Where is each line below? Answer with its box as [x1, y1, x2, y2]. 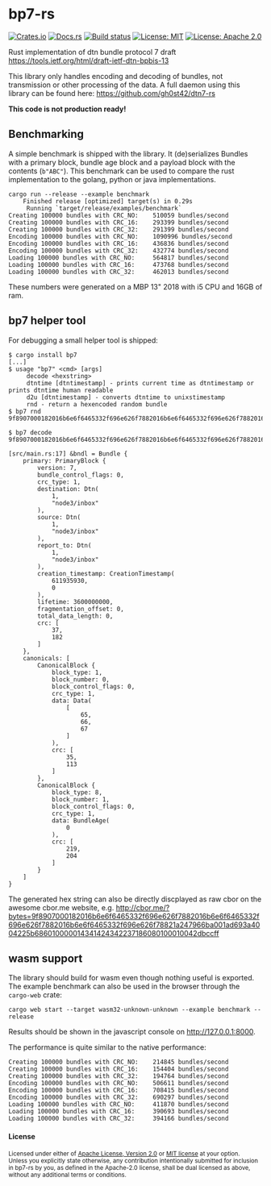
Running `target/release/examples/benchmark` [26, 204, 182, 212]
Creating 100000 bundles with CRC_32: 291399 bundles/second [8, 225, 229, 234]
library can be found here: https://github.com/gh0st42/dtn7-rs [8, 88, 216, 98]
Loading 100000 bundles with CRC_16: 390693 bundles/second [8, 1108, 229, 1116]
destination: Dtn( [37, 485, 99, 493]
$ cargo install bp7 [8, 351, 78, 359]
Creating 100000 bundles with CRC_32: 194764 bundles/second [8, 1072, 229, 1080]
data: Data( [51, 697, 92, 705]
